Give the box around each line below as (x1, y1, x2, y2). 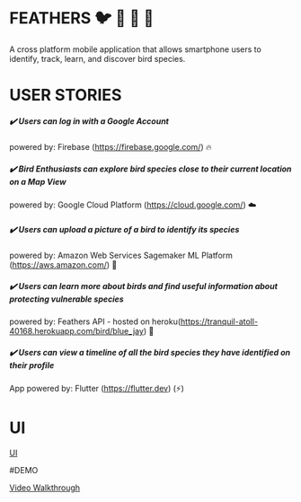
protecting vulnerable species (9, 294, 124, 304)
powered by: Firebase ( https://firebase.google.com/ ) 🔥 (9, 142, 212, 153)
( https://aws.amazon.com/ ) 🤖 (9, 260, 118, 270)
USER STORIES (9, 85, 122, 105)
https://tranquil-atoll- (180, 316, 259, 327)
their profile (9, 359, 55, 370)
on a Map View (9, 176, 67, 187)
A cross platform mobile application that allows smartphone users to (9, 43, 262, 55)
